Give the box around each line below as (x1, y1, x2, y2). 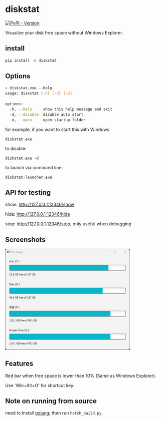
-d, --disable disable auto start (9, 112, 84, 117)
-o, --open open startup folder (9, 117, 86, 122)
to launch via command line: (5, 164, 63, 170)
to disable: (5, 145, 27, 151)
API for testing (5, 188, 51, 197)
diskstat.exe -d (5, 156, 39, 161)
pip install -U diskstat (5, 58, 57, 63)
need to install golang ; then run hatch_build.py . (5, 410, 103, 416)
